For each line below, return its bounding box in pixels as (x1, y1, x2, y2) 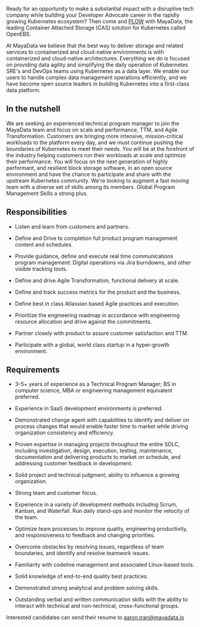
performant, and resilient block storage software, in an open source (6, 164, 173, 171)
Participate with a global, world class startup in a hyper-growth (14, 341, 170, 348)
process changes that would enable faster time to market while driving (14, 423, 189, 430)
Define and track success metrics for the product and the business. (14, 288, 181, 296)
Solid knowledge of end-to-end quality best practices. (14, 573, 149, 580)
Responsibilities (6, 207, 67, 217)
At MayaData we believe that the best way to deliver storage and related (6, 42, 184, 49)
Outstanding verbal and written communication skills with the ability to (14, 596, 188, 603)
